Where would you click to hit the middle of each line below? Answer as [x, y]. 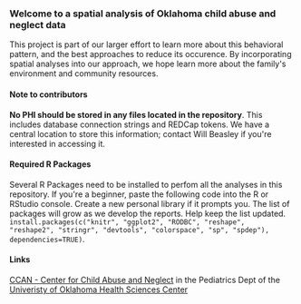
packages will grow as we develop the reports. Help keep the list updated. [148, 213]
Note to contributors [49, 94]
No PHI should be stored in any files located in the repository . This [136, 114]
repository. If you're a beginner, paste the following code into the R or [139, 194]
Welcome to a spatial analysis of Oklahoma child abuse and [143, 14]
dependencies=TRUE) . [47, 239]
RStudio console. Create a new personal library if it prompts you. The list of [150, 203]
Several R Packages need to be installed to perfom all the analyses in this [146, 184]
